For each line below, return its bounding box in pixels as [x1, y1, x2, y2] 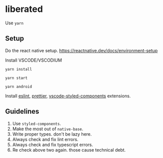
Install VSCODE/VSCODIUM [5, 57, 62, 63]
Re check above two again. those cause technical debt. [12, 147, 126, 153]
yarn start [5, 76, 28, 80]
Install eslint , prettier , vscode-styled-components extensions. [5, 93, 131, 99]
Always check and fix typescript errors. [12, 142, 93, 148]
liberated [5, 3, 43, 15]
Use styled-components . [12, 120, 61, 126]
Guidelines [5, 107, 39, 116]
